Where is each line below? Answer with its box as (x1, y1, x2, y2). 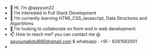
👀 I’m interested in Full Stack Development (9, 10, 97, 16)
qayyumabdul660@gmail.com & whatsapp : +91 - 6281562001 (9, 39, 138, 44)
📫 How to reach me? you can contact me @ (9, 31, 101, 37)
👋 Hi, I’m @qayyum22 (9, 5, 55, 10)
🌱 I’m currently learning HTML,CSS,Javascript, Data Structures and (9, 15, 148, 21)
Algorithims (9, 20, 34, 26)
